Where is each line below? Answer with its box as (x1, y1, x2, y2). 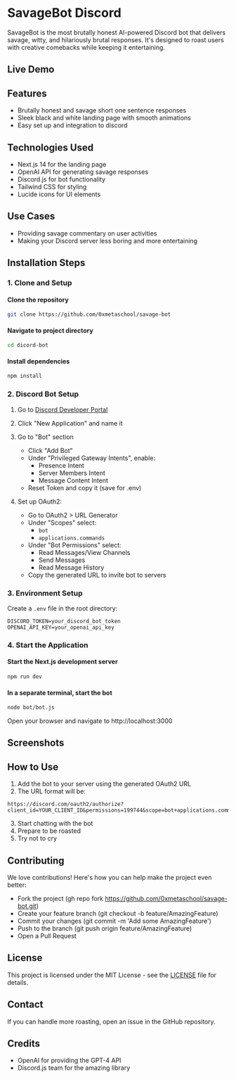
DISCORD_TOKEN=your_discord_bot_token (7, 618, 121, 625)
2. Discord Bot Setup (7, 389, 79, 399)
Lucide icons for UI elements (17, 190, 101, 198)
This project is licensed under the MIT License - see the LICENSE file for (7, 971, 216, 979)
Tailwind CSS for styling (17, 182, 87, 191)
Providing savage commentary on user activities (17, 229, 157, 237)
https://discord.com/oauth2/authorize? (7, 800, 124, 808)
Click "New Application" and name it (17, 419, 123, 427)
